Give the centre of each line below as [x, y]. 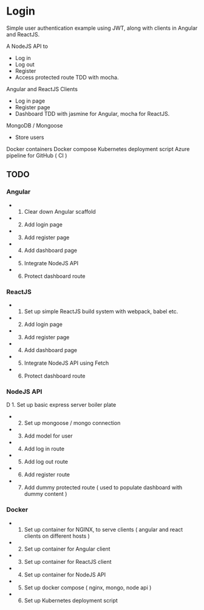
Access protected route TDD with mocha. [67, 77]
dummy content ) [46, 494]
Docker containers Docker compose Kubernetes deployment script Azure [98, 149]
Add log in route [44, 449]
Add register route [47, 475]
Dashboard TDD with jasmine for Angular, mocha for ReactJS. [92, 114]
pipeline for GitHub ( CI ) [37, 155]
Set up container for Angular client [67, 549]
